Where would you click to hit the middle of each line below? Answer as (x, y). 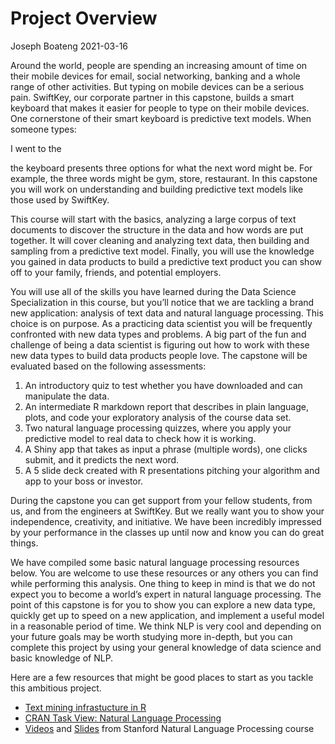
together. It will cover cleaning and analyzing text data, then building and (160, 240)
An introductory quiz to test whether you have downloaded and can (163, 385)
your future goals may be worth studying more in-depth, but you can (151, 636)
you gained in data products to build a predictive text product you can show (166, 261)
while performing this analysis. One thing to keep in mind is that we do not (163, 583)
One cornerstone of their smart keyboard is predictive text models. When (161, 118)
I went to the (36, 148)
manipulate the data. (67, 396)
